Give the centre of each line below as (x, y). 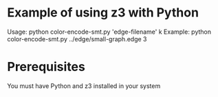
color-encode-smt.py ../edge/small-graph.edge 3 (77, 39)
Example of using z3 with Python (103, 13)
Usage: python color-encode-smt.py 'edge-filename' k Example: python (109, 32)
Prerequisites (46, 67)
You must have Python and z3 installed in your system (84, 86)
